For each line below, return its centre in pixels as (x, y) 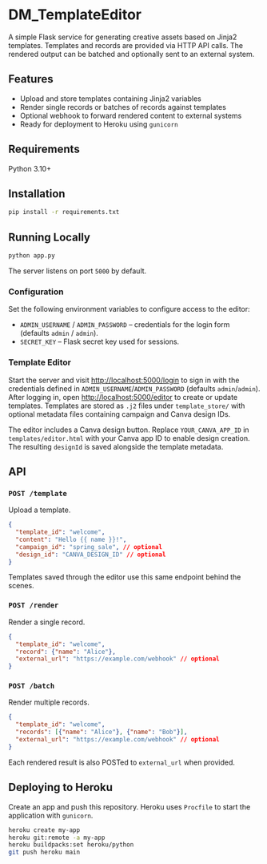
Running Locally (49, 237)
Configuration (36, 292)
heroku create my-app (44, 830)
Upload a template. (40, 510)
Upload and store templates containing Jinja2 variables (110, 99)
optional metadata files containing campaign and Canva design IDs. (120, 414)
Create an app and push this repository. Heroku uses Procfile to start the (130, 806)
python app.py (32, 256)
